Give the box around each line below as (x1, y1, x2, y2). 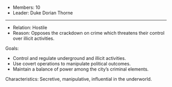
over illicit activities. (12, 35, 55, 41)
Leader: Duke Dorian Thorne (12, 10, 73, 16)
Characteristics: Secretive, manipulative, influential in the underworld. (5, 76, 152, 82)
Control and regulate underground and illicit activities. (12, 55, 126, 61)
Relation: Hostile (12, 25, 48, 30)
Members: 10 (12, 5, 40, 10)
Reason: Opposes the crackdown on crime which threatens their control (12, 30, 165, 36)
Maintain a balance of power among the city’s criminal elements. (12, 66, 149, 72)
